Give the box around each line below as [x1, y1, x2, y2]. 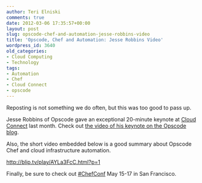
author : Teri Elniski [6, 8, 61, 15]
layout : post [6, 25, 39, 32]
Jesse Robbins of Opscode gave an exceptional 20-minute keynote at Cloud [6, 115, 197, 123]
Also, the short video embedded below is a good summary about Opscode [6, 140, 192, 147]
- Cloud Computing [6, 54, 53, 60]
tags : [6, 65, 20, 71]
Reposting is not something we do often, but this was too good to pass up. [6, 104, 192, 111]
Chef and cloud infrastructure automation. [6, 146, 111, 154]
